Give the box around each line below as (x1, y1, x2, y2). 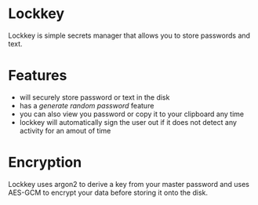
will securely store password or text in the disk (19, 92, 170, 102)
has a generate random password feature (19, 101, 154, 110)
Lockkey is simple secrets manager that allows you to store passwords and (8, 31, 251, 40)
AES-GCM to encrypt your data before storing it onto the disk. (8, 188, 208, 197)
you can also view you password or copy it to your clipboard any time (19, 109, 245, 119)
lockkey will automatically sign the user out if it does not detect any (19, 117, 238, 126)
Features (8, 67, 67, 85)
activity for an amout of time (19, 126, 111, 135)
